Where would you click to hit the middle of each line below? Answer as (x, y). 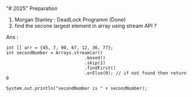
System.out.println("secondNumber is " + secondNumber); (77, 88)
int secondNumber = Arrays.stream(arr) (55, 53)
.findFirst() (100, 68)
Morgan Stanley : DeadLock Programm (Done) (70, 19)
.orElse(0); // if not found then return (135, 73)
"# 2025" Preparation (32, 8)
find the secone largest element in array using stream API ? (85, 26)
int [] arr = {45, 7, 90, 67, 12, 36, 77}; (60, 48)
